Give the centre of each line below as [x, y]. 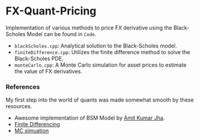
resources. [19, 106]
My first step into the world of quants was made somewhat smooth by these [100, 100]
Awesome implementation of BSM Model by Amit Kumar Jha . [89, 118]
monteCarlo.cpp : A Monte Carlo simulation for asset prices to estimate [100, 65]
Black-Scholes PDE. [39, 58]
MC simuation [32, 131]
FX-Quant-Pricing [51, 11]
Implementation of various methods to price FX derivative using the [89, 28]
